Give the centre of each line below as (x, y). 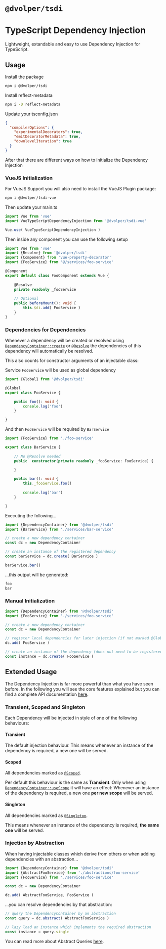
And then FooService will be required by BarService (57, 429)
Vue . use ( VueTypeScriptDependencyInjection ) (53, 230)
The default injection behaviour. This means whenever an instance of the (79, 745)
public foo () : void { (36, 402)
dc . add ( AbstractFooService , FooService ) (49, 895)
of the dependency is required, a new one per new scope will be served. (79, 793)
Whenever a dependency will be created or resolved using (65, 341)
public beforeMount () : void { (45, 303)
